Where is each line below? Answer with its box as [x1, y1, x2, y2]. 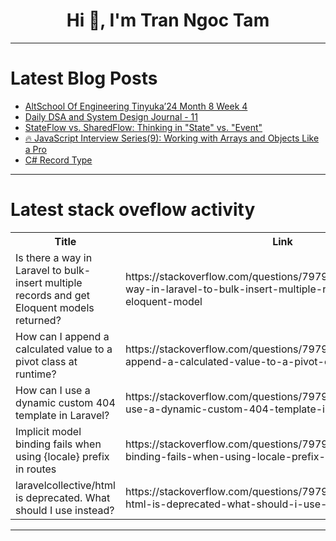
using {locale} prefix [15, 449, 110, 463]
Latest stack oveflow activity [10, 199, 256, 221]
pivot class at [15, 354, 78, 368]
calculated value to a [15, 342, 113, 356]
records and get [15, 288, 91, 302]
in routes [15, 462, 57, 476]
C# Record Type [24, 154, 93, 166]
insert [15, 275, 43, 289]
